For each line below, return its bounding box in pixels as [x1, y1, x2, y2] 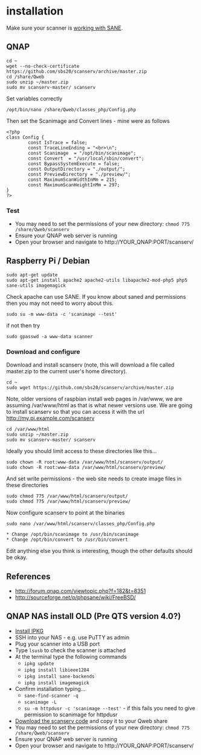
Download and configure [6, 347, 80, 356]
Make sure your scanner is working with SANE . [6, 24, 123, 31]
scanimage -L [24, 699, 57, 705]
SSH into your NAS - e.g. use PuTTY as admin [14, 633, 130, 641]
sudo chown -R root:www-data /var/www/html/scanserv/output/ [6, 459, 164, 465]
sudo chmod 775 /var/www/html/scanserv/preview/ [6, 498, 131, 505]
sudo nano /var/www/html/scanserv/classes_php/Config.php [6, 521, 155, 527]
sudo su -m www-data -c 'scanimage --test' [6, 311, 118, 317]
